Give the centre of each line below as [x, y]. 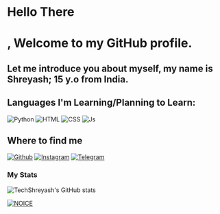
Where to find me [45, 140]
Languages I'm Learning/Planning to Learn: [101, 103]
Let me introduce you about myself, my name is [110, 68]
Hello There [41, 12]
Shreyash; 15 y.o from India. [68, 79]
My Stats [22, 175]
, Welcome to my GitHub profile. [100, 44]
